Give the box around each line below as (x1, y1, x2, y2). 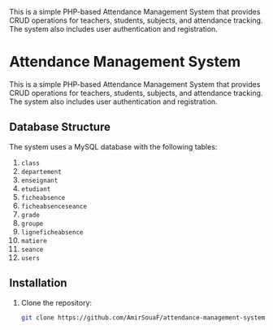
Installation (9, 276, 67, 290)
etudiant (20, 185, 51, 193)
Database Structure (9, 120, 110, 134)
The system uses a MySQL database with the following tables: (9, 141, 218, 151)
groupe (20, 219, 44, 228)
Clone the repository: (20, 297, 93, 307)
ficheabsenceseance (20, 202, 88, 211)
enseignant (20, 176, 58, 185)
